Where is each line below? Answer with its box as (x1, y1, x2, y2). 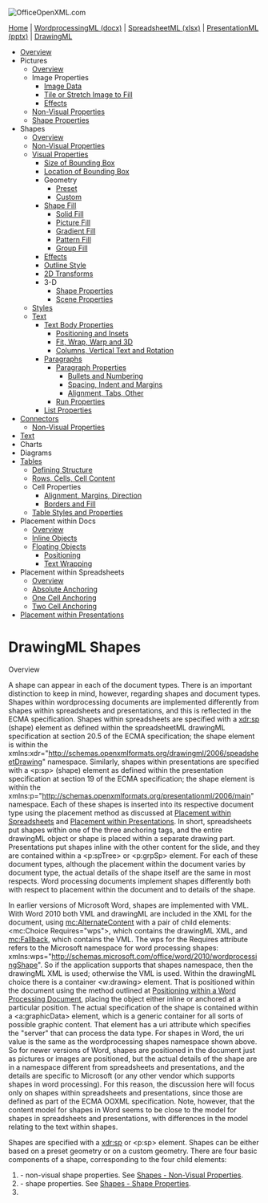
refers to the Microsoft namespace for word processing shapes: (8, 943, 218, 953)
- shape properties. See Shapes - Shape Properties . (19, 1178, 191, 1188)
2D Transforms (43, 269, 94, 278)
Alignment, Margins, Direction (43, 490, 142, 500)
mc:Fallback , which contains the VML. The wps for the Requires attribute (8, 934, 248, 944)
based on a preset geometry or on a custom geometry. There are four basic (8, 1146, 258, 1156)
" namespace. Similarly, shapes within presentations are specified (42, 757, 260, 766)
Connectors (19, 414, 59, 423)
